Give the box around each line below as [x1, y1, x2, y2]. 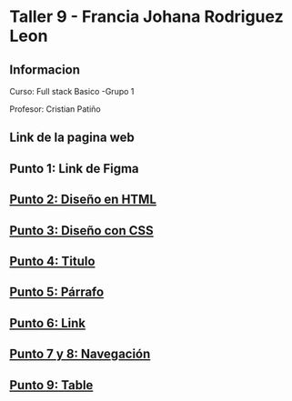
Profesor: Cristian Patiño [9, 104, 102, 115]
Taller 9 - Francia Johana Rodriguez [9, 6, 284, 27]
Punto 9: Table [9, 377, 94, 393]
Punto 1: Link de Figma [9, 161, 139, 176]
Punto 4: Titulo [9, 253, 96, 269]
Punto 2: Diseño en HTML [9, 192, 157, 207]
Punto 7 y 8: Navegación [9, 346, 151, 362]
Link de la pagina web [9, 130, 135, 145]
